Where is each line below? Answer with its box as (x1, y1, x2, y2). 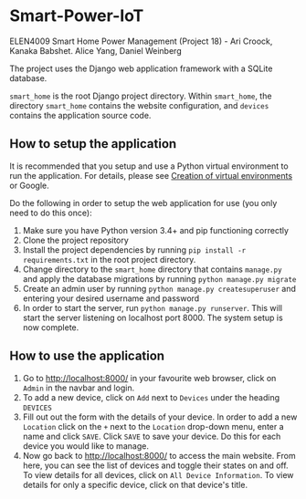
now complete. (22, 321, 79, 333)
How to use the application (9, 348, 165, 364)
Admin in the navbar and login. (22, 382, 135, 393)
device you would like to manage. (22, 440, 149, 452)
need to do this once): (9, 207, 93, 218)
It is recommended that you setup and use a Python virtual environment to (9, 161, 290, 172)
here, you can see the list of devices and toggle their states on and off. (22, 460, 290, 471)
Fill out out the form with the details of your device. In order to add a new (22, 411, 298, 422)
